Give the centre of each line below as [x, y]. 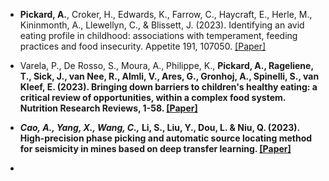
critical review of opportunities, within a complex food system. [153, 97]
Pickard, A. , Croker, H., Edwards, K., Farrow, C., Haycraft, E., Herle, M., [166, 14]
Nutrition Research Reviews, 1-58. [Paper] [108, 108]
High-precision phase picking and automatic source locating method [166, 138]
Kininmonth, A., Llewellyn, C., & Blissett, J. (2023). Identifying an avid [162, 25]
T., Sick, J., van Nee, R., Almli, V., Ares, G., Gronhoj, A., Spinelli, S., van [169, 76]
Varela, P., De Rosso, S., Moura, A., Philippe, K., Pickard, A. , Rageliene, [166, 65]
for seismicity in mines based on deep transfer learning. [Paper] [155, 148]
